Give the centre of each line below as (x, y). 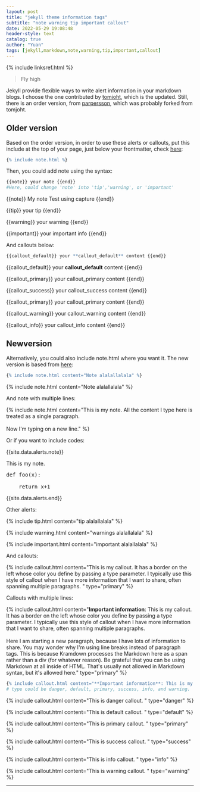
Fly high (30, 79)
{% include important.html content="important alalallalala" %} (82, 544)
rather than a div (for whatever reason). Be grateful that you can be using (96, 660)
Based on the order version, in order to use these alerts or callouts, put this (98, 142)
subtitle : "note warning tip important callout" (68, 23)
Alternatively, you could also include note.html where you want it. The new (97, 358)
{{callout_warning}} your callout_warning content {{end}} (76, 314)
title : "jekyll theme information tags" (57, 17)
